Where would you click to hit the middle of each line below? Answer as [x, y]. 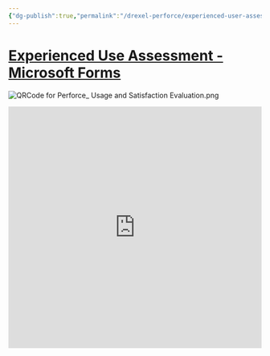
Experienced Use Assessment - [116, 55]
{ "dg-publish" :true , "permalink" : [64, 16]
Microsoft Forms [65, 72]
